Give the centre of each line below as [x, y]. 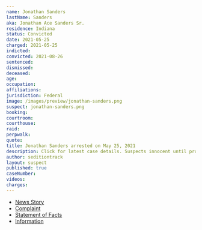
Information [29, 221]
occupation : [21, 85]
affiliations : [24, 90]
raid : [13, 129]
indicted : [19, 51]
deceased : [19, 73]
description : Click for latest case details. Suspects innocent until [96, 151]
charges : [17, 185]
